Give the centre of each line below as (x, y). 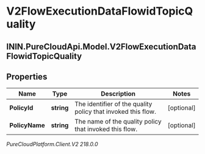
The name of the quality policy (118, 122)
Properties (27, 76)
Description (118, 94)
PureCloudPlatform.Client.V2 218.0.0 (52, 144)
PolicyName (27, 125)
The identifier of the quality (113, 104)
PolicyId (21, 108)
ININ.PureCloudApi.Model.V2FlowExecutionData (101, 47)
